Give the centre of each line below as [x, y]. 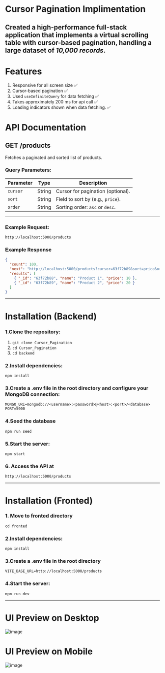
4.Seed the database [30, 421]
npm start [15, 454]
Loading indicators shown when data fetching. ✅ [62, 107]
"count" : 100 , [24, 264]
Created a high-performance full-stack [66, 27]
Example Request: [27, 227]
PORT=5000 [15, 409]
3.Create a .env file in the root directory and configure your [77, 388]
